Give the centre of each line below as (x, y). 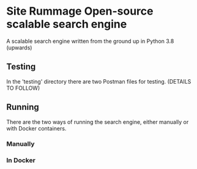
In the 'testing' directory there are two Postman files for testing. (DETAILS (99, 81)
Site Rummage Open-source (80, 11)
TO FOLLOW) (23, 88)
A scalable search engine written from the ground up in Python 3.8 (90, 41)
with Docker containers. (36, 128)
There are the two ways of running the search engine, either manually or (98, 122)
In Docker (21, 160)
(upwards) (19, 48)
